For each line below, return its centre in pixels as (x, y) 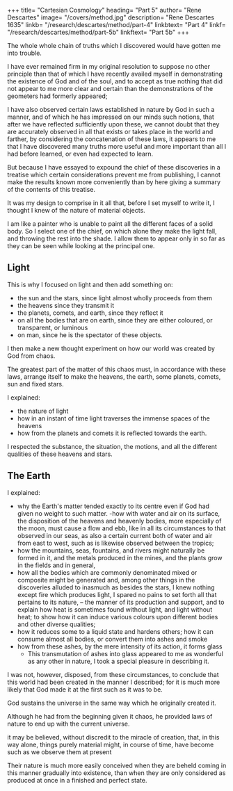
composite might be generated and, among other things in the (106, 580)
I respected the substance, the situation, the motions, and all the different (112, 446)
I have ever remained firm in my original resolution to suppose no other (109, 66)
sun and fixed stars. (35, 384)
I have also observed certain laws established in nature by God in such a (111, 109)
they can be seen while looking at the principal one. (81, 246)
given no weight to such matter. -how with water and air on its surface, (119, 513)
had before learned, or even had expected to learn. (80, 154)
